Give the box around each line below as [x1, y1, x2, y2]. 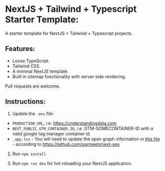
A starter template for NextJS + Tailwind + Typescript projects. [5, 30, 133, 36]
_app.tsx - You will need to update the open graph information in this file [12, 136, 160, 142]
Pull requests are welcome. [5, 83, 60, 89]
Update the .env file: [12, 110, 54, 117]
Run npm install [12, 151, 46, 157]
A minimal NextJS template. [12, 68, 69, 74]
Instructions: [5, 97, 46, 106]
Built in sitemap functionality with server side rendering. [12, 73, 126, 80]
